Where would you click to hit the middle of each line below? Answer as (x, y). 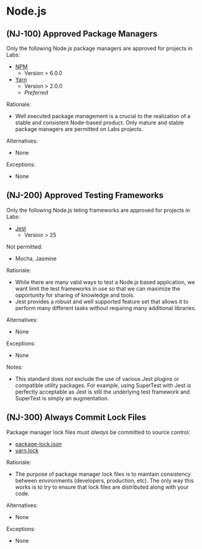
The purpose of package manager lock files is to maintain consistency (103, 474)
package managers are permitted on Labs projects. (79, 129)
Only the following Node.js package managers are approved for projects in (99, 48)
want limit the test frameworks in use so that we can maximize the (98, 288)
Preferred (36, 92)
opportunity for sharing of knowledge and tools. (75, 295)
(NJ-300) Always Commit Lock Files (76, 418)
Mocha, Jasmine (36, 258)
